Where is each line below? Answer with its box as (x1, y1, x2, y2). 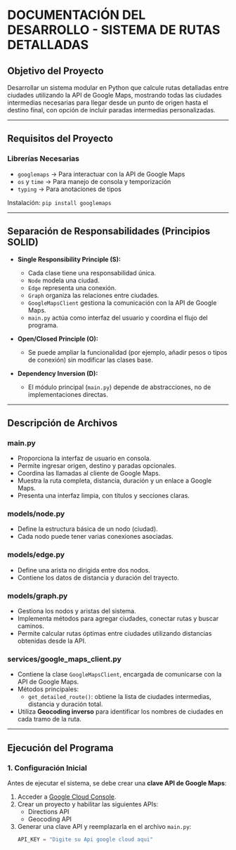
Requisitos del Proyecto (7, 133, 114, 145)
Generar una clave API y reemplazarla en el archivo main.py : (17, 823, 192, 831)
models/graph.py (7, 591, 68, 601)
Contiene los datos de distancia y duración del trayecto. (17, 573, 179, 582)
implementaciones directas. (27, 390, 109, 398)
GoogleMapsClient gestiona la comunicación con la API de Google (27, 299, 217, 307)
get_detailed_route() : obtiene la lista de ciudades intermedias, (27, 693, 212, 701)
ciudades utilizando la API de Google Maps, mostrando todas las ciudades (7, 91, 223, 99)
